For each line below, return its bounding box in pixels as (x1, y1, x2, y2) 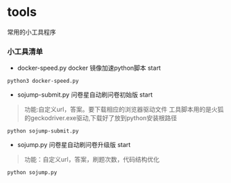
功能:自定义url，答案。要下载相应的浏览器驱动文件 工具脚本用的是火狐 (24, 105, 224, 114)
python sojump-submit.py (7, 128, 79, 135)
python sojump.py (7, 169, 58, 176)
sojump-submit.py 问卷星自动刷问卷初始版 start (17, 90, 153, 99)
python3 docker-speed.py (7, 77, 79, 85)
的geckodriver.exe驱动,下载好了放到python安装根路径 (24, 114, 178, 122)
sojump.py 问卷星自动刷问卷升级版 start (17, 141, 131, 149)
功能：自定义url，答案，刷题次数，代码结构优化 (24, 155, 160, 164)
